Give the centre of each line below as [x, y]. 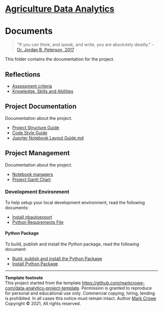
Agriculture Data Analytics [60, 9]
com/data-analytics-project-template [42, 288]
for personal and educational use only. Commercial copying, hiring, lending [80, 293]
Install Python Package [35, 264]
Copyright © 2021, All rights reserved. [43, 304]
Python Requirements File [38, 222]
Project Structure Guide [36, 128]
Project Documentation [41, 106]
